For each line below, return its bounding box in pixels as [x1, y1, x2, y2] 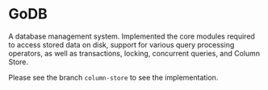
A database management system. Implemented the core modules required [8, 31, 256, 41]
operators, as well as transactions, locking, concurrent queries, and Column [8, 48, 261, 58]
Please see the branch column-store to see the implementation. [8, 72, 219, 82]
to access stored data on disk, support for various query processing [8, 39, 235, 49]
